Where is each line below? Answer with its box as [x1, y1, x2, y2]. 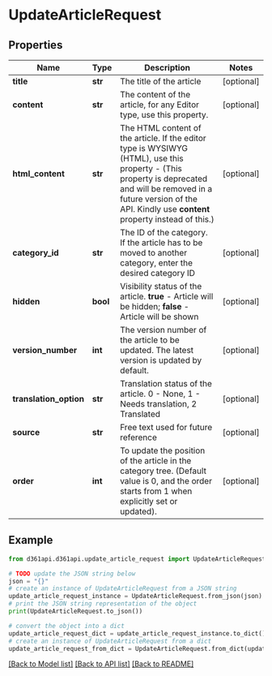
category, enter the [120, 257, 193, 269]
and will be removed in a [120, 183, 213, 194]
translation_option [12, 394, 85, 404]
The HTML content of [120, 123, 202, 133]
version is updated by [120, 355, 202, 366]
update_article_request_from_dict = [8, 644, 132, 652]
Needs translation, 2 [120, 398, 197, 409]
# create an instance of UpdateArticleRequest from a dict [8, 637, 212, 645]
